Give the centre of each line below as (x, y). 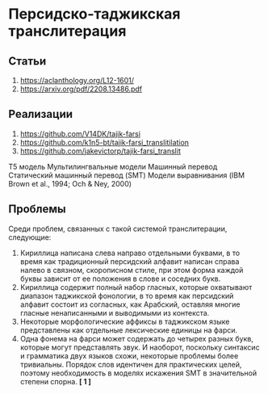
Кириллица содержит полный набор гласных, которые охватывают (136, 287)
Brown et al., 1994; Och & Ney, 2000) (70, 183)
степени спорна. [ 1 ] (55, 381)
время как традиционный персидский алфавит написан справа (130, 261)
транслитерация (67, 31)
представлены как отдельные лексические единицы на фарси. (129, 330)
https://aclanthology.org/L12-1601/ (77, 80)
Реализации (41, 114)
